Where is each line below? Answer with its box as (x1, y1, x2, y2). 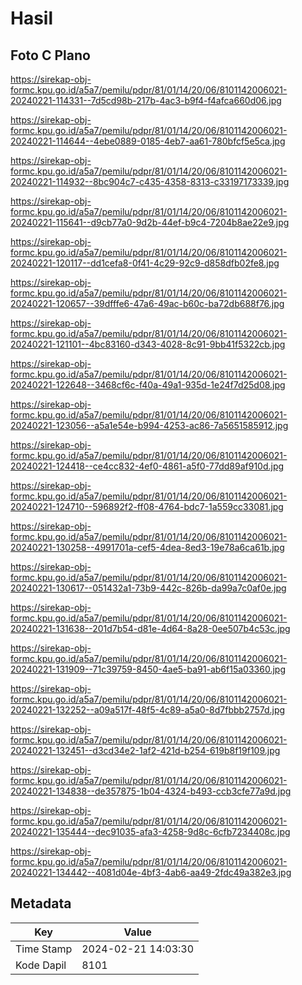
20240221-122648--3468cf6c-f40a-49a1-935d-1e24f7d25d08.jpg (10, 379, 286, 391)
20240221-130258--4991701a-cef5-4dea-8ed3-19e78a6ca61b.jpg (10, 542, 285, 553)
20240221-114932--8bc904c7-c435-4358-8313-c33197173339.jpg (10, 176, 290, 187)
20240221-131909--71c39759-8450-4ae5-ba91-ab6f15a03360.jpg (10, 663, 286, 675)
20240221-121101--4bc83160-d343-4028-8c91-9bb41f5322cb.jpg (10, 338, 286, 350)
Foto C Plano (10, 47, 91, 64)
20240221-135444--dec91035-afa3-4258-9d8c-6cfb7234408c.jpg (10, 826, 291, 837)
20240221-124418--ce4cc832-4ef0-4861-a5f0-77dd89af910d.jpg (10, 460, 285, 472)
